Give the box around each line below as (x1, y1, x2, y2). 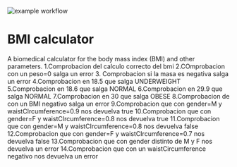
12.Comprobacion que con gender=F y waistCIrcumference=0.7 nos (7, 129, 205, 137)
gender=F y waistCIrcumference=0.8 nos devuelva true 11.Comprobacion (7, 114, 220, 123)
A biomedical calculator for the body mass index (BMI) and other (7, 54, 195, 63)
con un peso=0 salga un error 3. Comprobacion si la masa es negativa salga (7, 69, 229, 78)
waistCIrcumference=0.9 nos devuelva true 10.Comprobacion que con (7, 106, 212, 116)
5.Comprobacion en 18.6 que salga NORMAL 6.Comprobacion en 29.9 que (7, 85, 223, 93)
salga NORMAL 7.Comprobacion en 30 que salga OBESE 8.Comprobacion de (7, 92, 230, 100)
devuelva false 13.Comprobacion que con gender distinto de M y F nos (7, 137, 213, 145)
